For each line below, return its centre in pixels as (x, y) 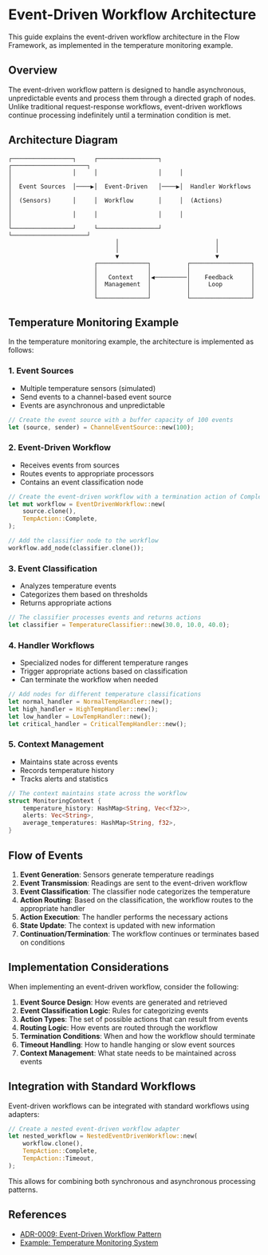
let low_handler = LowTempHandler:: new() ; (80, 716)
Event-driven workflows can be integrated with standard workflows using (129, 1106)
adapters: (24, 1114)
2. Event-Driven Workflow (60, 448)
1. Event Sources (41, 371)
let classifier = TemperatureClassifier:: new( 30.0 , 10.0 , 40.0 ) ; (119, 625)
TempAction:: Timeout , (58, 1158)
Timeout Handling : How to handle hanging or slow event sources (127, 1044)
